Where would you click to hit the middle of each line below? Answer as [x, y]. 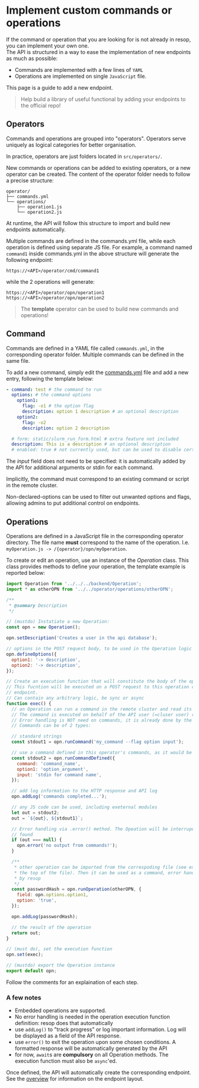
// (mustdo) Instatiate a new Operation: [58, 622]
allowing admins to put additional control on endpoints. [73, 503]
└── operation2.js [39, 212]
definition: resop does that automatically [64, 1023]
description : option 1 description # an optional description [100, 412]
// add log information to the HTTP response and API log [85, 791]
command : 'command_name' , [49, 764]
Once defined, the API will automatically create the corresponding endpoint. [99, 1073]
